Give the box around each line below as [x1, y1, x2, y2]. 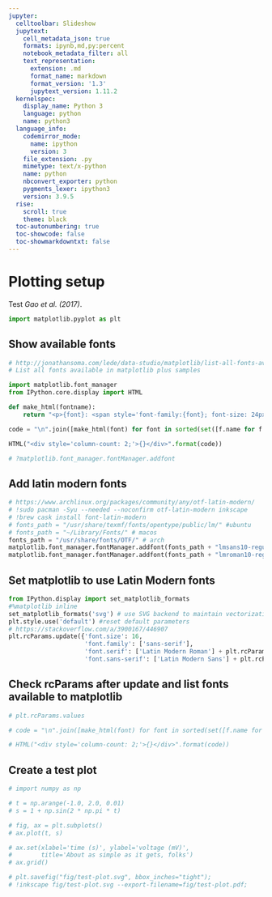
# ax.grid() [8, 859, 49, 867]
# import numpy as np [8, 784, 82, 793]
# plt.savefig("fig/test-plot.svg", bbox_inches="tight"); [8, 874, 212, 882]
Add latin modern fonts [8, 477, 127, 491]
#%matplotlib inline [8, 602, 79, 610]
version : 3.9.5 [23, 192, 74, 201]
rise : [15, 200, 35, 208]
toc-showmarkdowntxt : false [15, 238, 111, 246]
